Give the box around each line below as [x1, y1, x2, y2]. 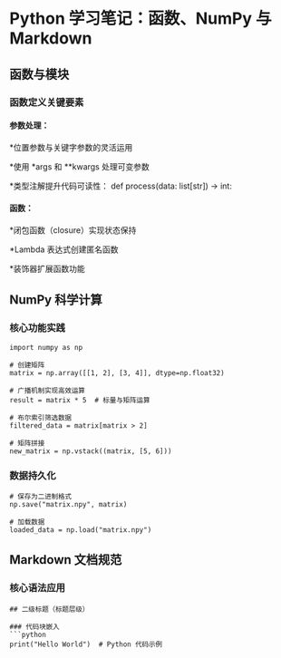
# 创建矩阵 [9, 360, 45, 370]
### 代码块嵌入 [9, 622, 61, 631]
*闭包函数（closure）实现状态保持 [9, 224, 137, 236]
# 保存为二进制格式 [9, 491, 73, 501]
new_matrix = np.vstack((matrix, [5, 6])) [9, 446, 172, 456]
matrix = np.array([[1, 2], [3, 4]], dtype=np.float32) [9, 368, 225, 377]
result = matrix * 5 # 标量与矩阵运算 [9, 395, 150, 404]
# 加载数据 [9, 518, 45, 527]
